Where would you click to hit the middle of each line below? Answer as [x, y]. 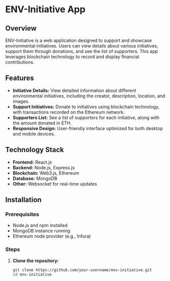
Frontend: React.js [32, 162]
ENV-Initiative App [45, 9]
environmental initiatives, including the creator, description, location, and [89, 96]
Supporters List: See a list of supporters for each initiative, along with [86, 117]
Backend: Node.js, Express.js [44, 167]
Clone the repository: [36, 261]
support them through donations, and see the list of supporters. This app [82, 51]
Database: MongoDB [35, 178]
